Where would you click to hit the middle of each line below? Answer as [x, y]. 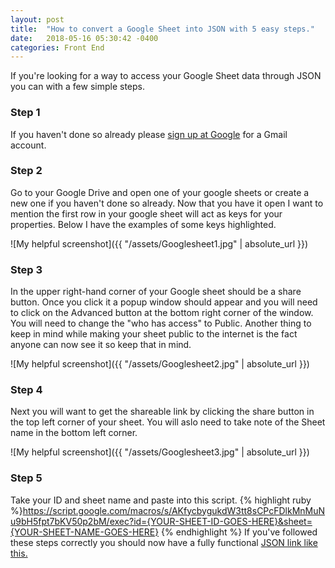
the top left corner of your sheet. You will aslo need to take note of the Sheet [168, 422]
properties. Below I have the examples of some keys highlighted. [143, 224]
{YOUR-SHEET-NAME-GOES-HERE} [85, 532]
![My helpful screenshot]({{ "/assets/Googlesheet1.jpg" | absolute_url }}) [159, 243]
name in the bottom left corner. [74, 433]
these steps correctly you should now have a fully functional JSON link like [164, 542]
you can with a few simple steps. [78, 87]
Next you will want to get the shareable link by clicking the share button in [162, 412]
